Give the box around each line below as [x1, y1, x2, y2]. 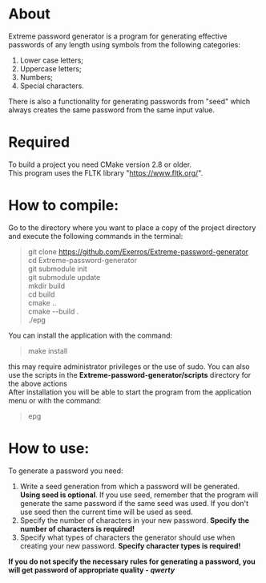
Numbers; [19, 72, 54, 82]
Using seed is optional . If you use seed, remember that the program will [19, 490, 259, 500]
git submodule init [27, 264, 88, 273]
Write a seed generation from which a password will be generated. [19, 481, 240, 491]
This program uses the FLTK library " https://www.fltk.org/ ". [8, 168, 204, 177]
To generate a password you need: [8, 466, 123, 476]
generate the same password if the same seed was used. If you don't [19, 498, 249, 508]
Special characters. [19, 81, 84, 91]
